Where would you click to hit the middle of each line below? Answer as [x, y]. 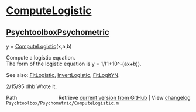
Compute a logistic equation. [41, 57]
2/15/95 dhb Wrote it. [32, 86]
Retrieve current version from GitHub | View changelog [124, 98]
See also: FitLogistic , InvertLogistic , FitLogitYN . [63, 75]
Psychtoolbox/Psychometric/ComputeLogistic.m [62, 103]
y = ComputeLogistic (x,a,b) [39, 46]
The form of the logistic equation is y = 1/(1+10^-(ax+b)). [74, 64]
